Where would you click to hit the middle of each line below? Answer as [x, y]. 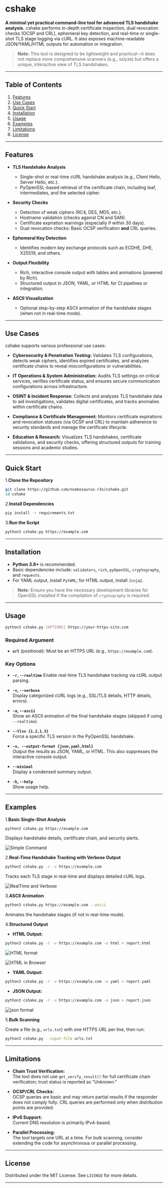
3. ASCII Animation [24, 896]
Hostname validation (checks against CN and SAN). [73, 217]
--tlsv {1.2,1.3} [30, 731]
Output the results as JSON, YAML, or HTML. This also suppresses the [85, 751]
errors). [20, 700]
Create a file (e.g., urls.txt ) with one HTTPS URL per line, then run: [75, 1029]
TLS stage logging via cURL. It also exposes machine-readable [80, 39]
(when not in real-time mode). [50, 313]
